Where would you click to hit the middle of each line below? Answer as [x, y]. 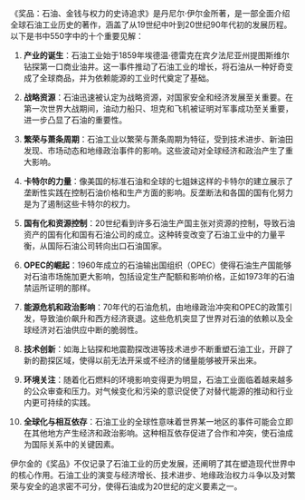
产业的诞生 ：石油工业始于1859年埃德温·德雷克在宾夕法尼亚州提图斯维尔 [157, 55]
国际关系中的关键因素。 [75, 444]
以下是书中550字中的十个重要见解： [77, 36]
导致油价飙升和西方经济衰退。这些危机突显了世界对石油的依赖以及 [162, 319]
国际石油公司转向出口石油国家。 [107, 246]
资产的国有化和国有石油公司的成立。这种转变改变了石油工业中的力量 [150, 235]
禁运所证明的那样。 [59, 288]
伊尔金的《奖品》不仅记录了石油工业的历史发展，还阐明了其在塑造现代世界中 [153, 464]
